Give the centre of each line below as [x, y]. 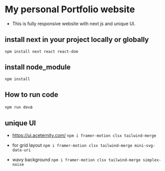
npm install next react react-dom [42, 51]
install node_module [38, 67]
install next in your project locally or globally [77, 40]
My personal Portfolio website [70, 9]
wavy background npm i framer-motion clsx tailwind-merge [76, 160]
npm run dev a [19, 107]
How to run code [32, 94]
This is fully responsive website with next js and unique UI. [74, 24]
